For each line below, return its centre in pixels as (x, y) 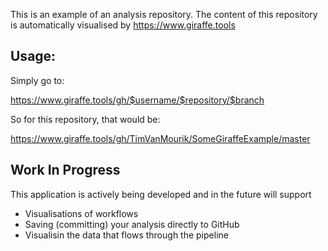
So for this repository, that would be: (85, 119)
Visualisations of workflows (81, 213)
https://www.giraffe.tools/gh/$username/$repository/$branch (137, 100)
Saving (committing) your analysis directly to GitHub (132, 224)
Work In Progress (65, 170)
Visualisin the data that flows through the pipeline (126, 235)
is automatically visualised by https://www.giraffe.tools (123, 25)
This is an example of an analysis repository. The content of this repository (164, 14)
